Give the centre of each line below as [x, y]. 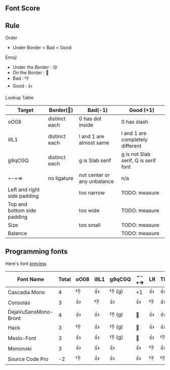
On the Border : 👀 [31, 72]
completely [134, 140]
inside [86, 125]
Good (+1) [141, 110]
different [131, 146]
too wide [89, 211]
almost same [94, 143]
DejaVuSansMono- [31, 312]
